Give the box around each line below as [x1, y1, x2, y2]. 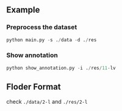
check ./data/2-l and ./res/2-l [6, 98, 88, 105]
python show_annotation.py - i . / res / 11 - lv [6, 65, 116, 71]
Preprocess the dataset [6, 23, 77, 32]
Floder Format [6, 82, 61, 92]
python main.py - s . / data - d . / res [6, 36, 97, 43]
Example [6, 5, 40, 15]
